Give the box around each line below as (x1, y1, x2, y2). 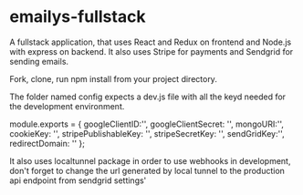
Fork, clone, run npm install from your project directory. (9, 73, 217, 84)
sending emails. (9, 56, 69, 67)
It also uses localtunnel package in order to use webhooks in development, (9, 155, 291, 166)
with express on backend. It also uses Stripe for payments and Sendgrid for (9, 46, 294, 56)
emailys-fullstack (9, 6, 146, 27)
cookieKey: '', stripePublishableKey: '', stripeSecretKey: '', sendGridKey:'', (9, 128, 285, 139)
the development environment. (9, 100, 125, 111)
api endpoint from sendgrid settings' (9, 175, 147, 186)
